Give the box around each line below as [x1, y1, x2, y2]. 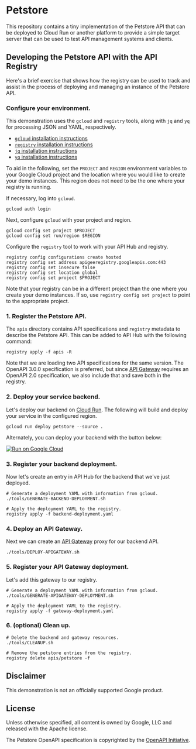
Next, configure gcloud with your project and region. [6, 217, 132, 224]
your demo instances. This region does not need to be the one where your [6, 177, 185, 184]
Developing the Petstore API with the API [6, 52, 158, 62]
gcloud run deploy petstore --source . [6, 424, 104, 430]
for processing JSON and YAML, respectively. [6, 123, 116, 130]
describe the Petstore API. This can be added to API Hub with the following [6, 332, 187, 339]
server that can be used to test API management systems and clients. [6, 35, 174, 42]
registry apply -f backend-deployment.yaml [6, 511, 114, 517]
